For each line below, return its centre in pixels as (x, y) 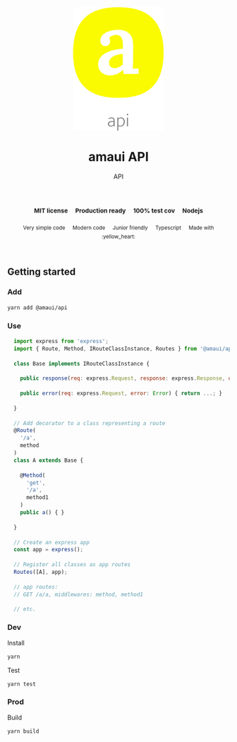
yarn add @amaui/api (38, 307)
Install (16, 642)
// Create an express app (52, 542)
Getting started (42, 272)
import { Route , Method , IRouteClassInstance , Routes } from (105, 349)
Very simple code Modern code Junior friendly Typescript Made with (119, 228)
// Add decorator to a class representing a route (90, 423)
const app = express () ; (48, 550)
